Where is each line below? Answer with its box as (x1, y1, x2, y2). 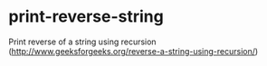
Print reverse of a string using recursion (8, 36, 157, 47)
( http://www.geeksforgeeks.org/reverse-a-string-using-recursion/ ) (8, 45, 259, 56)
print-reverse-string (8, 6, 164, 27)
